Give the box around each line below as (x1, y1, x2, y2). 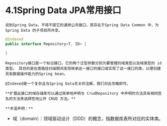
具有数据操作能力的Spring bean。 (5, 71, 68, 76)
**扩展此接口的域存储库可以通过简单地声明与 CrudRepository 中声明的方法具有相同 (5, 91, 158, 96)
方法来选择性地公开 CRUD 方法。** (12, 96, 76, 101)
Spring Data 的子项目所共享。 (5, 28, 63, 33)
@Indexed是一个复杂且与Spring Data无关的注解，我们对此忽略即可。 (5, 81, 131, 86)
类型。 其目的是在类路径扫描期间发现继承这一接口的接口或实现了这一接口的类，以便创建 (5, 66, 161, 71)
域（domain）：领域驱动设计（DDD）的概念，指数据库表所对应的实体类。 (12, 115, 163, 121)
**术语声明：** (5, 106, 34, 111)
